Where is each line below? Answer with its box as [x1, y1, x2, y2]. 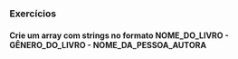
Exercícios [9, 7, 57, 20]
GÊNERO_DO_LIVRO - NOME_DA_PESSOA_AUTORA [9, 39, 206, 50]
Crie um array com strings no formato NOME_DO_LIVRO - [9, 30, 229, 41]
